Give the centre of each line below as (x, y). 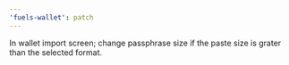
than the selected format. (56, 52)
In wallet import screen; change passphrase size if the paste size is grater (145, 43)
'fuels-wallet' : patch (51, 17)
